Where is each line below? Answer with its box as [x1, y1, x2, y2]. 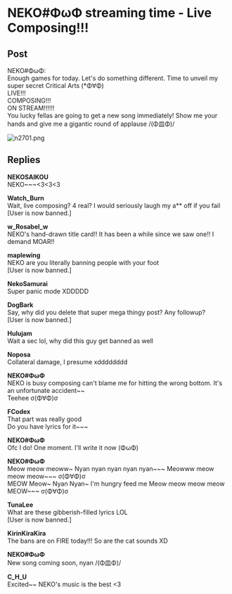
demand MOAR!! [7, 237, 55, 245]
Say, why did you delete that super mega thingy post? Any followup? [7, 308, 206, 316]
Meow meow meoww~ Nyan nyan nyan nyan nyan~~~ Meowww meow [7, 464, 214, 472]
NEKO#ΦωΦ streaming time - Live [7, 5, 212, 21]
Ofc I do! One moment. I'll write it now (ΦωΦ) [7, 443, 139, 451]
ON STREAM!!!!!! [7, 104, 55, 112]
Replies [7, 154, 41, 166]
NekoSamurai [7, 279, 48, 288]
